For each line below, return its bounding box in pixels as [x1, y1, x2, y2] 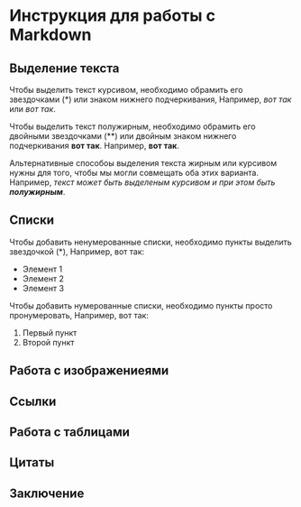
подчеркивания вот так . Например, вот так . [9, 141, 180, 151]
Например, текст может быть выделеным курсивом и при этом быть [9, 177, 276, 188]
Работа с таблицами [9, 424, 131, 439]
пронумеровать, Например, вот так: [9, 309, 149, 320]
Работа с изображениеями [9, 363, 169, 379]
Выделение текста [9, 60, 120, 76]
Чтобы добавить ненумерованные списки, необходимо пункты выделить [9, 236, 293, 247]
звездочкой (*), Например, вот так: [9, 245, 145, 257]
